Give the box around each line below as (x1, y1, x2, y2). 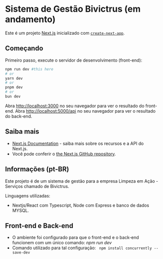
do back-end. (5, 113, 32, 119)
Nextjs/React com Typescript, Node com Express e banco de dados (12, 202, 149, 208)
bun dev (5, 94, 21, 99)
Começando (5, 44, 44, 52)
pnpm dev (5, 85, 23, 90)
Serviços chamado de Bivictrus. (5, 183, 70, 189)
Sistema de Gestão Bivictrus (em (5, 3, 141, 15)
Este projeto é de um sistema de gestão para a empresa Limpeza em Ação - (5, 178, 158, 184)
